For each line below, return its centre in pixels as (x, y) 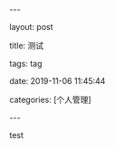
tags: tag (26, 64)
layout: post (31, 27)
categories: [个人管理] (51, 100)
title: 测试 (27, 46)
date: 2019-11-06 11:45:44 (57, 81)
